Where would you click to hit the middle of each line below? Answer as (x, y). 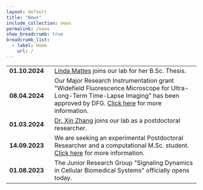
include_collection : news (39, 23)
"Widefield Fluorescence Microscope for (112, 88)
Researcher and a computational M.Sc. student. (121, 145)
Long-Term (71, 95)
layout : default (27, 12)
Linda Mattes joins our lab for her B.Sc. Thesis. (120, 71)
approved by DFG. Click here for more (108, 103)
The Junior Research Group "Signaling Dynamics (124, 162)
